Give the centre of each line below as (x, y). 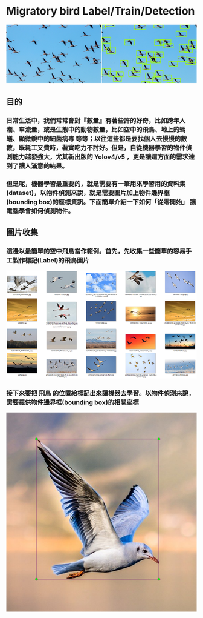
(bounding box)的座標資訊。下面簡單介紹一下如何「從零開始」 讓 (101, 202)
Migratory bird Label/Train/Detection (101, 11)
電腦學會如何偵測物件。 (40, 211)
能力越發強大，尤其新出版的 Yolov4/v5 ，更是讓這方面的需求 (100, 157)
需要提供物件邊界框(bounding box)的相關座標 (72, 402)
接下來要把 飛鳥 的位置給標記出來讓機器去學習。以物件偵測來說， (101, 393)
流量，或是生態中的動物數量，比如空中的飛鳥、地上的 (102, 130)
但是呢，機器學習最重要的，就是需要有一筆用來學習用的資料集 (96, 184)
